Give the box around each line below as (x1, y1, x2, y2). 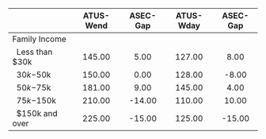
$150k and (16, 108, 58, 118)
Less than (16, 47, 53, 57)
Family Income (12, 33, 66, 44)
